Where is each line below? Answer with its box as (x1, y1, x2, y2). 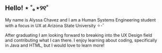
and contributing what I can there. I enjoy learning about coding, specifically (5, 37, 158, 43)
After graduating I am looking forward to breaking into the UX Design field (5, 32, 152, 38)
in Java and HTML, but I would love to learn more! (5, 42, 105, 48)
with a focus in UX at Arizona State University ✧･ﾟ (5, 22, 105, 28)
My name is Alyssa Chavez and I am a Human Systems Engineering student (5, 17, 156, 22)
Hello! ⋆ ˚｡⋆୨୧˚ (5, 4, 49, 12)
